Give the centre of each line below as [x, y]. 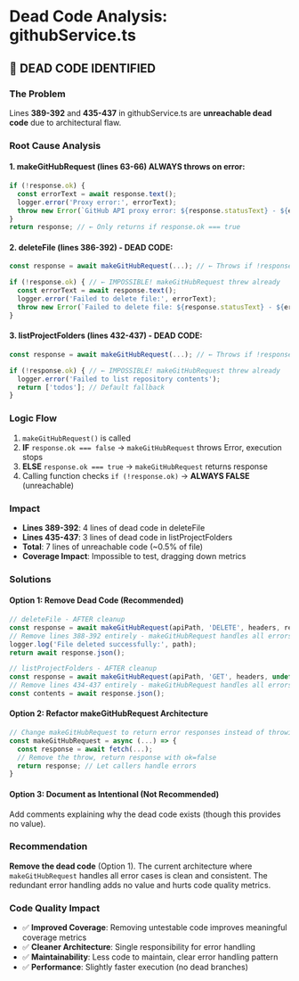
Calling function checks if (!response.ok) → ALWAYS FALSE [136, 475]
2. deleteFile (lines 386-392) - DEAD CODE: [91, 247]
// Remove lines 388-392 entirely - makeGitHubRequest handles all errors [151, 636]
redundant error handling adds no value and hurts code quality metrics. [140, 885]
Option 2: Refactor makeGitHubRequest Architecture [109, 713]
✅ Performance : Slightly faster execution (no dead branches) [135, 967]
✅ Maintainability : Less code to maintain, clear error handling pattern [150, 957]
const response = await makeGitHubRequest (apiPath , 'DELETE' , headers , [145, 627]
